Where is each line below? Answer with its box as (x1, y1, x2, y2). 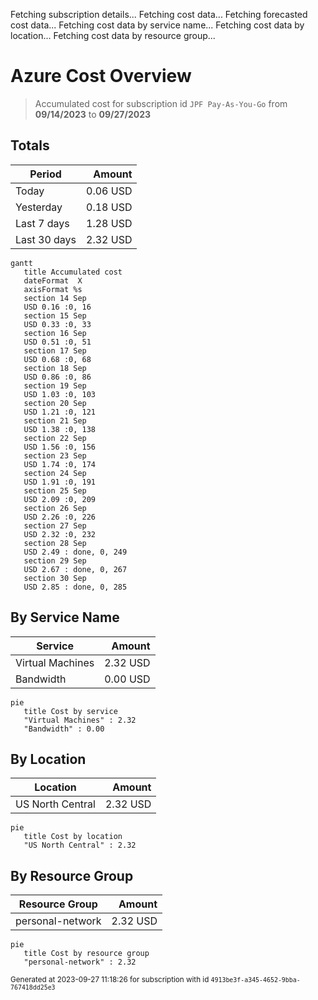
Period (29, 167, 62, 181)
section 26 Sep (23, 503, 87, 513)
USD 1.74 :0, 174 (23, 459, 97, 469)
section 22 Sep (23, 433, 87, 443)
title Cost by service (23, 706, 118, 716)
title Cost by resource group (23, 949, 150, 959)
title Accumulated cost (23, 267, 123, 277)
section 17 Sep (23, 345, 87, 356)
